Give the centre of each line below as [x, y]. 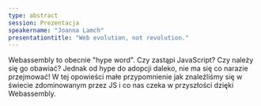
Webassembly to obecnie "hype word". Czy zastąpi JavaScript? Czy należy [131, 60]
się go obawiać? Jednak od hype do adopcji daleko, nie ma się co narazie [128, 69]
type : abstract [33, 15]
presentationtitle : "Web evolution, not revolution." [99, 38]
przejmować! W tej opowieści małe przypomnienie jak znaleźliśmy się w [125, 77]
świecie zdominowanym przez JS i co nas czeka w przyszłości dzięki [121, 85]
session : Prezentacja [44, 23]
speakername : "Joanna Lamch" [56, 30]
